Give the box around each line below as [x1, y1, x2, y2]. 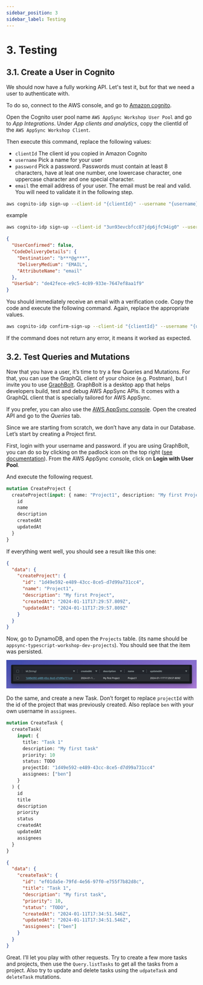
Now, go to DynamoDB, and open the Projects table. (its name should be [6, 635, 188, 642]
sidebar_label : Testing [6, 16, 66, 22]
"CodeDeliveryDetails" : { [11, 249, 77, 255]
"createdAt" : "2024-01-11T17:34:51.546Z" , [22, 910, 131, 917]
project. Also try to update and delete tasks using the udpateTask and [6, 966, 178, 973]
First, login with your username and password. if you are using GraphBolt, [6, 442, 190, 449]
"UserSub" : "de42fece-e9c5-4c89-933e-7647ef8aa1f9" [11, 281, 145, 287]
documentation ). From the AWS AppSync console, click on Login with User [6, 455, 194, 462]
